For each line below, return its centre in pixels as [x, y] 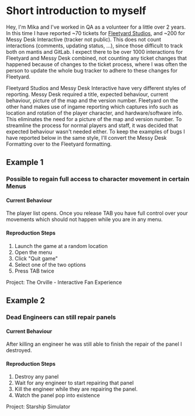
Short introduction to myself [76, 11]
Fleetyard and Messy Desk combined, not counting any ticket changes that [97, 58]
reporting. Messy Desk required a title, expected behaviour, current [87, 94]
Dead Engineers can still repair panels [61, 317]
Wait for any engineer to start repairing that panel [74, 383]
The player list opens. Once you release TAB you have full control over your [97, 213]
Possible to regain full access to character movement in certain [98, 179]
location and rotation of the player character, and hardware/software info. [95, 113]
